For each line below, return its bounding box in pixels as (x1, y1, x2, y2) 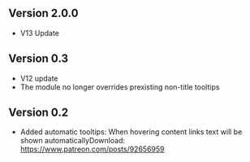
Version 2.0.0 (8, 7, 79, 20)
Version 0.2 (8, 106, 69, 120)
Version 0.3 (8, 52, 69, 66)
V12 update (19, 73, 58, 83)
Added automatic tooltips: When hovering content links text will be (19, 127, 243, 137)
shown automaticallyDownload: (19, 136, 126, 146)
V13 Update (19, 28, 59, 37)
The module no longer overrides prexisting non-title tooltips (19, 81, 220, 92)
